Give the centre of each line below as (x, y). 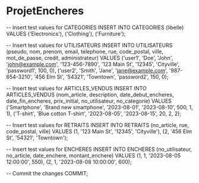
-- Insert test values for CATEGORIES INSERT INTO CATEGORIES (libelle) (95, 27)
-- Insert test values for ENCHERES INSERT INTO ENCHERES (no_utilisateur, (99, 149)
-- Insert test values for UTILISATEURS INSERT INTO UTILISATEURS (89, 45)
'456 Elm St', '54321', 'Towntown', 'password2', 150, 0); (101, 77)
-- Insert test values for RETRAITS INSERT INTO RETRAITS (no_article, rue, (97, 125)
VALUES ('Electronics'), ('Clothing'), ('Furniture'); (66, 33)
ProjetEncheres (45, 11)
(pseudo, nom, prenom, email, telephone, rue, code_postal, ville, (85, 51)
